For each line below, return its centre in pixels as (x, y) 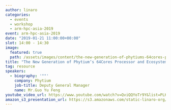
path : (16, 57)
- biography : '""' (30, 76)
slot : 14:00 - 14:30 (27, 43)
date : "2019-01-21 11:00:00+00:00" (43, 39)
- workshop (21, 24)
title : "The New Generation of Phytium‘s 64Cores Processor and (75, 62)
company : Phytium (33, 81)
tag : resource (20, 66)
